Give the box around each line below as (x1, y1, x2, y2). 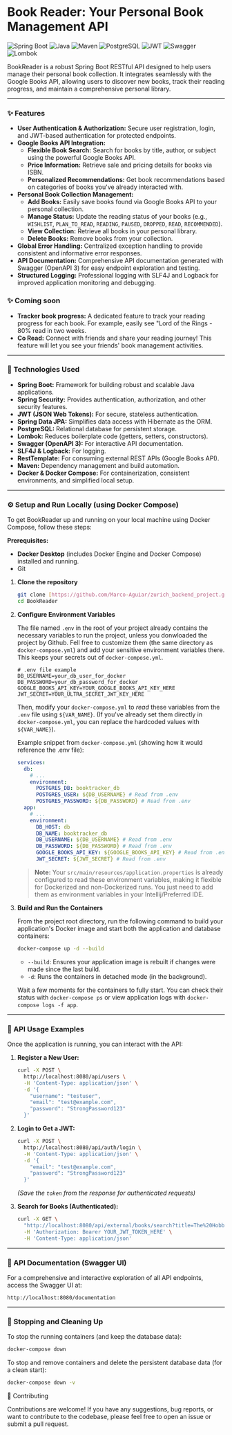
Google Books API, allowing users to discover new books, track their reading (7, 77, 225, 85)
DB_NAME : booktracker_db (35, 830, 108, 837)
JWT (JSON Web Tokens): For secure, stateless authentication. (17, 410, 199, 418)
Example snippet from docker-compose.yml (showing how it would (17, 738, 203, 746)
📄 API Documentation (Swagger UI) (7, 1258, 127, 1267)
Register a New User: (17, 1054, 79, 1062)
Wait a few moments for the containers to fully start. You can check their (17, 986, 224, 994)
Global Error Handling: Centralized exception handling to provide (17, 242, 203, 250)
